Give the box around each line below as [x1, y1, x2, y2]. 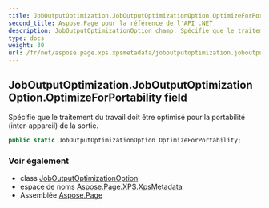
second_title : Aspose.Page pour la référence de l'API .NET [8, 19, 214, 27]
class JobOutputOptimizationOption [19, 173, 139, 182]
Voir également [8, 155, 70, 166]
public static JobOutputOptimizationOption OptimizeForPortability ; [8, 136, 242, 144]
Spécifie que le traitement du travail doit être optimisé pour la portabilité [8, 112, 246, 122]
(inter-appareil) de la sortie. [8, 121, 98, 130]
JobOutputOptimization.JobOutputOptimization [8, 78, 254, 92]
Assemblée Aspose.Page [19, 190, 103, 200]
